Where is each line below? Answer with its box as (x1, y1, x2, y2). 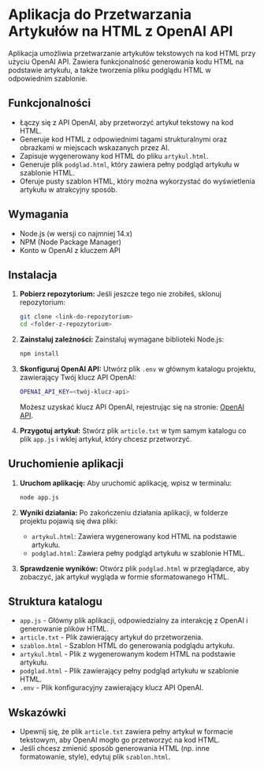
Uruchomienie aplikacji (8, 457, 124, 471)
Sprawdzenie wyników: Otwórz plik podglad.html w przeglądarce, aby (19, 564, 250, 573)
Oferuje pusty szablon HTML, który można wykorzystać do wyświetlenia (19, 176, 256, 186)
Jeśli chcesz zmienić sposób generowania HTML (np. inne (19, 744, 210, 753)
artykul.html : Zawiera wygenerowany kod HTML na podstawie (31, 531, 237, 541)
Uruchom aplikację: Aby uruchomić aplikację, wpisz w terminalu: (19, 478, 232, 488)
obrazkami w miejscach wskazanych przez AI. (19, 142, 170, 152)
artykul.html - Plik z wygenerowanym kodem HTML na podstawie (19, 650, 236, 659)
